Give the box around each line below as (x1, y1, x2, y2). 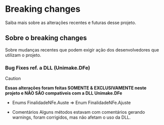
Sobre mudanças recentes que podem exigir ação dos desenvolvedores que (5, 47, 159, 52)
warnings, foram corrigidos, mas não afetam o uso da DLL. (12, 114, 131, 121)
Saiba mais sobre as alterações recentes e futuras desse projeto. (5, 20, 136, 25)
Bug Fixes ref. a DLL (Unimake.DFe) (5, 64, 91, 71)
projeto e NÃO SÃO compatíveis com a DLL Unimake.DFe (5, 90, 122, 96)
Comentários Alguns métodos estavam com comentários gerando (12, 109, 145, 115)
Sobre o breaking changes (5, 34, 87, 42)
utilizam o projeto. (5, 52, 42, 58)
